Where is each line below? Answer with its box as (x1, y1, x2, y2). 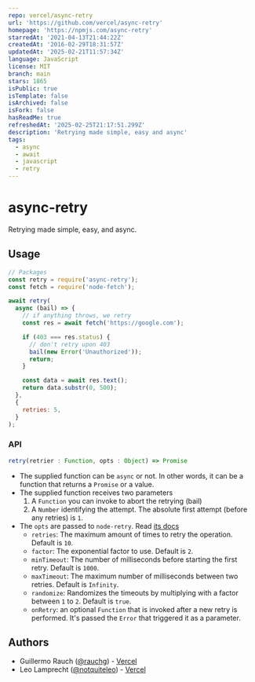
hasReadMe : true (8, 114, 61, 122)
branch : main (8, 70, 51, 78)
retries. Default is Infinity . (31, 579, 119, 589)
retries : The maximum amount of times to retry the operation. (31, 530, 233, 539)
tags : (8, 135, 26, 144)
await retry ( (8, 297, 51, 305)
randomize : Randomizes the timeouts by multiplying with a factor (31, 588, 239, 597)
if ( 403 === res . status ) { (22, 333, 111, 341)
